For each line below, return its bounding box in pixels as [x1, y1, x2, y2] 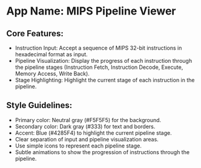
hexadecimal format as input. [15, 51, 88, 58]
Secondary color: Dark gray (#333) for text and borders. [15, 123, 156, 130]
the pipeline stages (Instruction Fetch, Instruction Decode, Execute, [15, 63, 183, 71]
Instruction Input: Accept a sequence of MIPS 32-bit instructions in [15, 44, 182, 51]
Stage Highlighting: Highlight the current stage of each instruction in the [15, 77, 195, 83]
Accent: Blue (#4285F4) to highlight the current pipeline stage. [15, 129, 172, 137]
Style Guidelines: [6, 100, 73, 111]
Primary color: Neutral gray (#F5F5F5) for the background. [15, 116, 162, 123]
